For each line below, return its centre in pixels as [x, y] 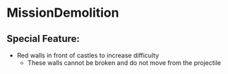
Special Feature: [43, 39]
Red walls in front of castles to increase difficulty [88, 55]
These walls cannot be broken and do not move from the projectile [124, 63]
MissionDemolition [63, 13]
